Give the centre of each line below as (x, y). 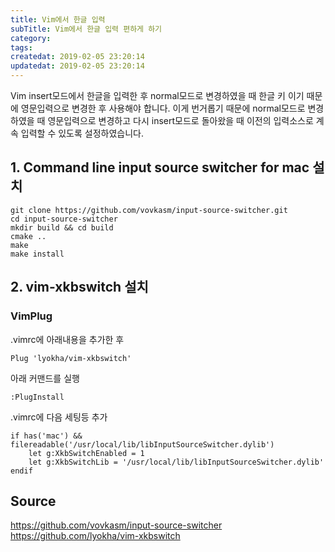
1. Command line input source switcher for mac (160, 167)
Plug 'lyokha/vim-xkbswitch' (71, 358)
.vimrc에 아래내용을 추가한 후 (67, 339)
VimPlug (31, 316)
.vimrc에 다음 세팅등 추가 (59, 417)
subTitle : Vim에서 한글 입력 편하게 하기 (86, 29)
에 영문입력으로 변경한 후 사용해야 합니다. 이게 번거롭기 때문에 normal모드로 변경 (167, 108)
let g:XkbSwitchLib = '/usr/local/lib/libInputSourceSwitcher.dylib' (176, 462)
